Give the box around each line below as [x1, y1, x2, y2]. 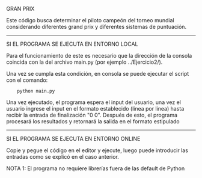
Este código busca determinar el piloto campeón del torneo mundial [6, 17, 174, 23]
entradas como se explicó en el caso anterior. [6, 153, 119, 160]
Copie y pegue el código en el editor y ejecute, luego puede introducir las [6, 147, 188, 154]
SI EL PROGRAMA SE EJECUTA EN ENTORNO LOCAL [6, 40, 138, 48]
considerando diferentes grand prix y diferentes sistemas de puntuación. [6, 23, 187, 30]
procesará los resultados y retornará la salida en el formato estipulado [6, 118, 180, 125]
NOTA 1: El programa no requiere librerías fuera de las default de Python [6, 165, 185, 172]
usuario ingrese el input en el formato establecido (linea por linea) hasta [6, 105, 185, 112]
